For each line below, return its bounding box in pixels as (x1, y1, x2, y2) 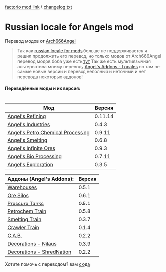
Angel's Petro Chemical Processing (7, 129, 90, 136)
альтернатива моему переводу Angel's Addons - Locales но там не (17, 63, 160, 69)
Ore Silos (7, 192, 29, 199)
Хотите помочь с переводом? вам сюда (5, 261, 90, 267)
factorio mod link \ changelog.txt (5, 4, 72, 10)
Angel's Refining (7, 113, 46, 120)
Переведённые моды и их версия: (5, 85, 81, 91)
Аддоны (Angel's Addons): (7, 175, 74, 182)
